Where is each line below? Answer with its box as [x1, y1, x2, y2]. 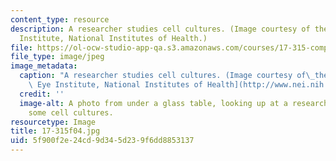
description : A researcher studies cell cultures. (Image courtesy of [10, 24, 311, 34]
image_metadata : [10, 61, 78, 71]
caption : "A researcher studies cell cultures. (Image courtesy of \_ [19, 71, 315, 81]
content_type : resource [10, 14, 110, 25]
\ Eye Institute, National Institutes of [28, 80, 203, 90]
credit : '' [19, 89, 65, 99]
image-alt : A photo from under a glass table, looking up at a [19, 98, 288, 108]
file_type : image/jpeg [10, 52, 105, 62]
